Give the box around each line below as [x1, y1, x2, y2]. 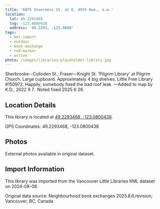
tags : [5, 30, 16, 35]
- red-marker [9, 48, 36, 53]
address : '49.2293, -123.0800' [9, 26, 74, 30]
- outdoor [9, 39, 30, 44]
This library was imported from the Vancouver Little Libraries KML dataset [5, 178, 155, 184]
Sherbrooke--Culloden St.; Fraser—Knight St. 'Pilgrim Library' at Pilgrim [5, 71, 151, 77]
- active [9, 53, 28, 58]
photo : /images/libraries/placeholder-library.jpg [5, 58, 111, 62]
